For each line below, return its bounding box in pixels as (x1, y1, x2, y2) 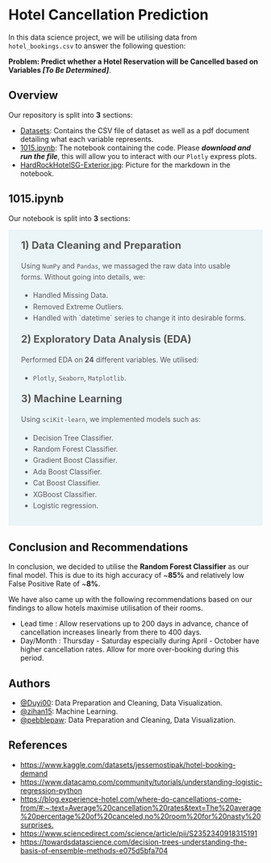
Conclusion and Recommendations (8, 540, 189, 554)
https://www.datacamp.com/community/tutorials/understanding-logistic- (19, 777, 263, 786)
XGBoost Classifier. (32, 489, 97, 499)
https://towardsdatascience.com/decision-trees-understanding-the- (19, 837, 248, 847)
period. (19, 653, 44, 663)
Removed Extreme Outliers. (32, 301, 124, 312)
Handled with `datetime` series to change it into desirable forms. (32, 313, 247, 323)
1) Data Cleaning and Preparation (21, 238, 181, 252)
